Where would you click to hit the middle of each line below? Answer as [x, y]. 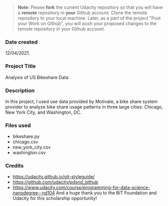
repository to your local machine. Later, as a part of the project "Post [89, 18]
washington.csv [29, 153]
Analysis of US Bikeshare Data [37, 77]
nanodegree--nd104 [34, 193]
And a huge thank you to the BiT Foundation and [106, 193]
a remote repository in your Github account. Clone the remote [82, 13]
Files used [18, 125]
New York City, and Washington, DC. [44, 112]
